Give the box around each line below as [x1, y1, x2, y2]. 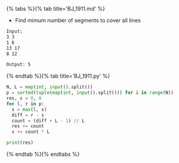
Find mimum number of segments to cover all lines [14, 17, 141, 23]
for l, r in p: [6, 100, 45, 107]
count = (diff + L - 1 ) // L [11, 117, 85, 124]
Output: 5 [6, 61, 31, 68]
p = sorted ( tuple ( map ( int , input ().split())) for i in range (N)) [6, 90, 174, 96]
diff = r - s [11, 112, 45, 118]
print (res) [6, 140, 34, 146]
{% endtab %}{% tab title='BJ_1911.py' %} [6, 72, 110, 80]
